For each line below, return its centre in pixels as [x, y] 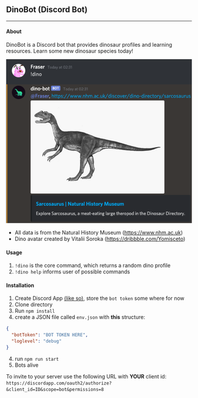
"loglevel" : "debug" [37, 341]
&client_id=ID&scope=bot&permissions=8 [55, 389]
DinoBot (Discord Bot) [47, 10]
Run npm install [35, 311]
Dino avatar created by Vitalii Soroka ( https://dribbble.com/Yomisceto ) [100, 239]
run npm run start [37, 358]
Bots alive [27, 365]
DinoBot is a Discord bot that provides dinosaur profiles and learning [89, 45]
